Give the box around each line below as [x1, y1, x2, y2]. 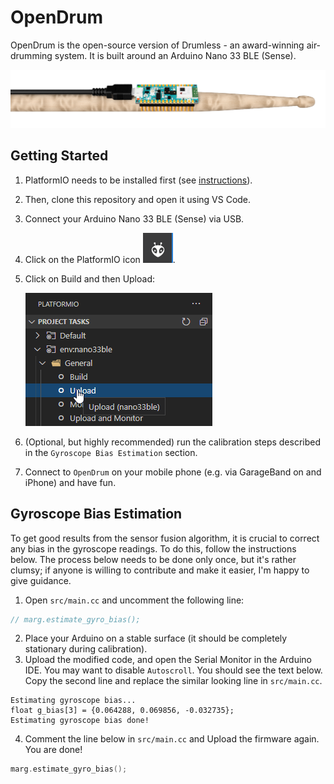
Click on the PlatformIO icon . [24, 253, 176, 265]
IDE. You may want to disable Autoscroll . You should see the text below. [24, 664, 323, 676]
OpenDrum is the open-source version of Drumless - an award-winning [10, 39, 305, 51]
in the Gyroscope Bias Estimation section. [24, 446, 198, 458]
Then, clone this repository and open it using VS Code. [24, 193, 252, 205]
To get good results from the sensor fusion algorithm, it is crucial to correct [10, 532, 320, 544]
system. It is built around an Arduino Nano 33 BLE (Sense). [54, 49, 297, 61]
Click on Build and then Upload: [24, 272, 156, 285]
